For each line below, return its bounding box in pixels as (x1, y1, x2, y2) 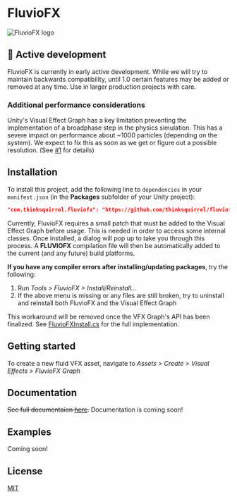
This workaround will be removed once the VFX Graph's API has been (7, 312, 210, 321)
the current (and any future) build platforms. (7, 249, 135, 257)
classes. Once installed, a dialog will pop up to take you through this (7, 234, 205, 242)
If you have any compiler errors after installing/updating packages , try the (7, 262, 228, 271)
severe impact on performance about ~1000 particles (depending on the (7, 131, 217, 140)
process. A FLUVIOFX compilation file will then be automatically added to (7, 241, 221, 249)
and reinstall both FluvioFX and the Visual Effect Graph (17, 298, 177, 307)
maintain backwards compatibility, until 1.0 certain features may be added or (7, 75, 229, 83)
